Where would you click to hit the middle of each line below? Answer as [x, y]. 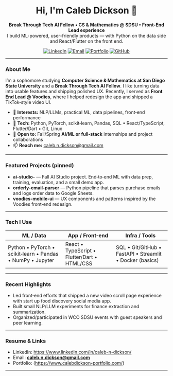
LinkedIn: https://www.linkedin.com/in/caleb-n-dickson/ [72, 352]
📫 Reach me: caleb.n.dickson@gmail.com [58, 146]
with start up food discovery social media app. [62, 301]
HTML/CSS [79, 263]
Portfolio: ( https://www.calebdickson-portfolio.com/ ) [68, 363]
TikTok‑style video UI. [28, 102]
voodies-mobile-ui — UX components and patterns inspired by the [84, 199]
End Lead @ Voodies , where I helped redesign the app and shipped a [79, 97]
